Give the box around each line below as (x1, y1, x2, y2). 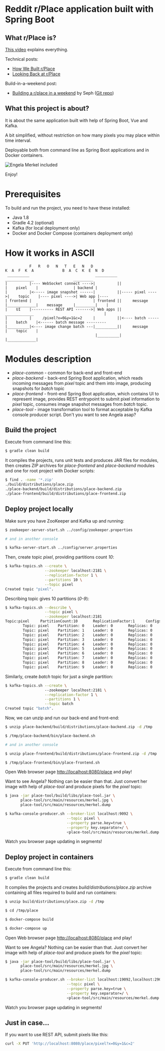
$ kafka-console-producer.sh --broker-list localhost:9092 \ (5, 811, 133, 816)
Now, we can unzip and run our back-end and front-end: (5, 715, 119, 721)
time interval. (5, 137, 32, 143)
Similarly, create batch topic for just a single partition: (5, 673, 113, 679)
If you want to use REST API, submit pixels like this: (5, 1032, 109, 1038)
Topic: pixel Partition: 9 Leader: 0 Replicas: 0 (23, 665, 153, 669)
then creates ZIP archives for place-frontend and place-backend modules (5, 462, 155, 469)
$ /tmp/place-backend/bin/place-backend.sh (5, 733, 96, 738)
